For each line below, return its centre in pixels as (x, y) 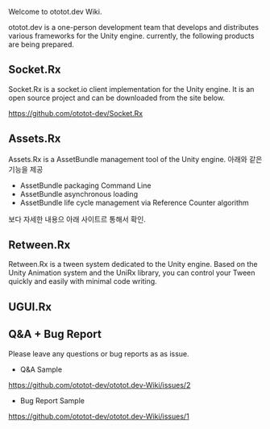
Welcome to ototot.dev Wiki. (55, 12)
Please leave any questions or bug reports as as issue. (99, 353)
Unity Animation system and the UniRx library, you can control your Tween (132, 273)
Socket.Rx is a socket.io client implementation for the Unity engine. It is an (131, 89)
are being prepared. (42, 44)
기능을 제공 (26, 169)
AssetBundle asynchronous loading (79, 194)
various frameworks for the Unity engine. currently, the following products (131, 36)
